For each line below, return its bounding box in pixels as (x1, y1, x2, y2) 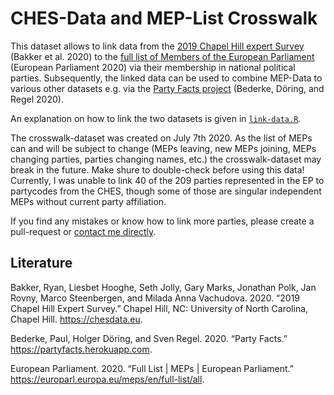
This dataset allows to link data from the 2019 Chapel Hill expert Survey (10, 40, 305, 52)
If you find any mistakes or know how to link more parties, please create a (10, 215, 315, 227)
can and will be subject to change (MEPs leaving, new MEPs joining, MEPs (10, 142, 317, 154)
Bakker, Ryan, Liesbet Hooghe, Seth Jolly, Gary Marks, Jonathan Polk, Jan (10, 281, 317, 293)
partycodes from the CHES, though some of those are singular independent (10, 185, 322, 197)
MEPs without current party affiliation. (10, 195, 167, 207)
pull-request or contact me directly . (10, 225, 157, 237)
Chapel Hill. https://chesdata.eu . (10, 313, 143, 325)
